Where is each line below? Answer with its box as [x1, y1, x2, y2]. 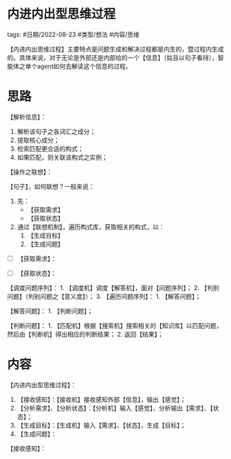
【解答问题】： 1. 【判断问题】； [7, 307, 93, 315]
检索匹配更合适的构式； [16, 144, 84, 153]
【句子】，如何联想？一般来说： [7, 182, 95, 190]
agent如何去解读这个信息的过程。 [36, 62, 132, 70]
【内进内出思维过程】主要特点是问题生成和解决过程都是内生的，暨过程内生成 [7, 45, 224, 53]
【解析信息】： [7, 113, 47, 121]
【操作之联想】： [7, 168, 53, 176]
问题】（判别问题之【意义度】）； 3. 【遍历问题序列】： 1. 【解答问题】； [7, 293, 201, 300]
